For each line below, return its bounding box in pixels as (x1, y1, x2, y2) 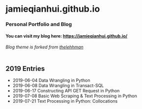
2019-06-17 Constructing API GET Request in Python (12, 88, 120, 94)
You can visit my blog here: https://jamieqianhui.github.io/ (5, 33, 128, 39)
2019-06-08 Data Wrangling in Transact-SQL (12, 83, 104, 88)
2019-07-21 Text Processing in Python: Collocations (12, 98, 118, 104)
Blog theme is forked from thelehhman (5, 44, 84, 50)
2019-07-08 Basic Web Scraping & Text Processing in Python (12, 93, 137, 99)
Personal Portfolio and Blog (5, 21, 72, 28)
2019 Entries (5, 65, 45, 73)
